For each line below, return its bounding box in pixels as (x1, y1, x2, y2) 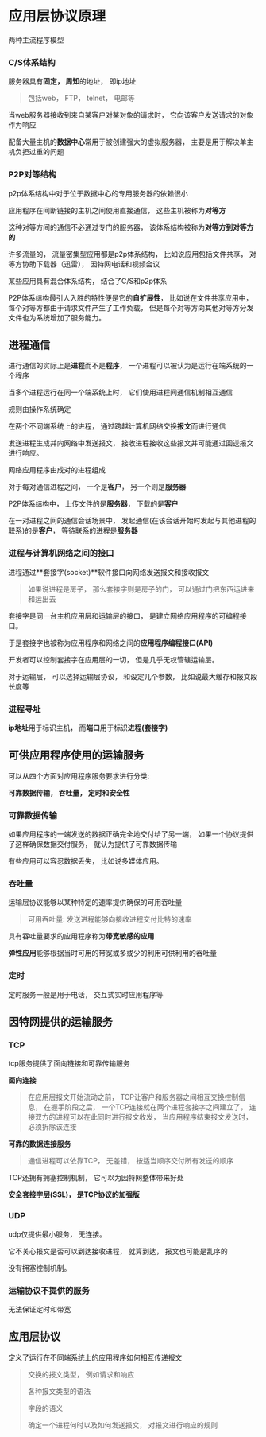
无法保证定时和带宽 (8, 1304, 71, 1314)
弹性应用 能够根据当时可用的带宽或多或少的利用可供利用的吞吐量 (8, 948, 217, 958)
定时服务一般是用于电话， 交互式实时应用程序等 (8, 989, 164, 999)
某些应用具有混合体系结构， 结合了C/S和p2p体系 (8, 276, 168, 285)
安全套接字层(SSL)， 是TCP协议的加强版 (8, 1190, 141, 1199)
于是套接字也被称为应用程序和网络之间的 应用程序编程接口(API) (8, 638, 214, 647)
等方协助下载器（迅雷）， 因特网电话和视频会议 (8, 259, 160, 269)
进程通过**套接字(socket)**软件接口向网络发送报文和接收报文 (8, 567, 210, 577)
